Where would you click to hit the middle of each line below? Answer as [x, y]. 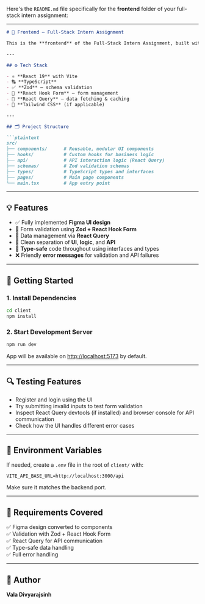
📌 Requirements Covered [55, 512]
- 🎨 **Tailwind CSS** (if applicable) [56, 104]
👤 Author [23, 580]
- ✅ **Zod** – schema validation [49, 88]
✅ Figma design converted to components [59, 527]
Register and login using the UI [54, 400]
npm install [21, 316]
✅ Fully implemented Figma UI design [63, 223]
